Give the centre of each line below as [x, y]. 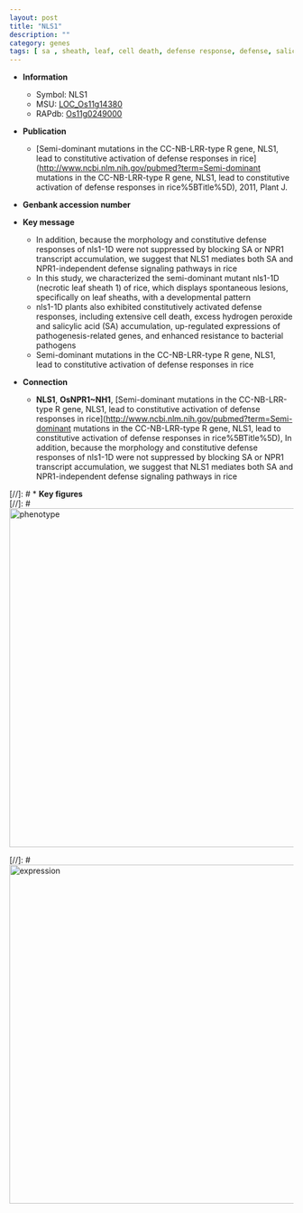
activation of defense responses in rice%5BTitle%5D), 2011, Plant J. [162, 187]
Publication [44, 131]
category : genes [40, 43]
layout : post [34, 18]
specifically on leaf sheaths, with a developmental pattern [143, 297]
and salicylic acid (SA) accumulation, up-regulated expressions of [158, 326]
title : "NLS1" [36, 26]
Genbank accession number [76, 205]
